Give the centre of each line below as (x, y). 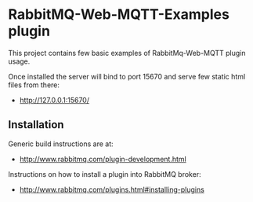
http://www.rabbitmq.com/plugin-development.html (103, 159)
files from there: (34, 85)
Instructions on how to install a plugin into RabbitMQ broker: (105, 174)
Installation (36, 125)
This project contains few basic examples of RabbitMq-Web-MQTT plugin (127, 53)
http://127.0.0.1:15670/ (54, 100)
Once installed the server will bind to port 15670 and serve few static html (127, 76)
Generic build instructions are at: (61, 144)
